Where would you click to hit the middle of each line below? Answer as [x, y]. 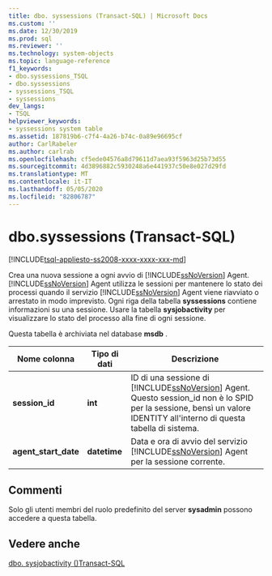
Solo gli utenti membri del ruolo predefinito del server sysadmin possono [130, 510]
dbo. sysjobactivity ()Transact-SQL [67, 563]
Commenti [35, 490]
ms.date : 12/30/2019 [43, 31]
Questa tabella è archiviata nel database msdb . [88, 334]
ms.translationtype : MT [49, 174]
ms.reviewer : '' [36, 46]
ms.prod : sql [30, 38]
